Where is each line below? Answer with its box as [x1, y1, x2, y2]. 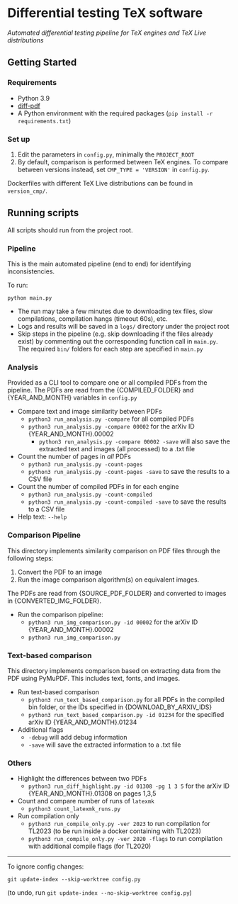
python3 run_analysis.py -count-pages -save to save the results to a [28, 468, 230, 476]
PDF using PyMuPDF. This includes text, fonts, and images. [7, 674, 181, 682]
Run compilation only [17, 812, 79, 820]
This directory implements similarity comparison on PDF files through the [7, 546, 221, 555]
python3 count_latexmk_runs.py [28, 806, 121, 813]
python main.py [7, 295, 52, 302]
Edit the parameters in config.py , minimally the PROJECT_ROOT [17, 150, 195, 159]
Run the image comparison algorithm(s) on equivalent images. [17, 575, 200, 584]
